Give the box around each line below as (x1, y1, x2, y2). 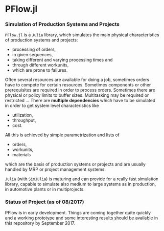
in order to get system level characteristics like (5, 103, 99, 108)
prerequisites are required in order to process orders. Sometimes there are (5, 87, 156, 93)
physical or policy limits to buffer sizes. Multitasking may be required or (5, 92, 149, 98)
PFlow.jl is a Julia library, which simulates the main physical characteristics (5, 32, 160, 38)
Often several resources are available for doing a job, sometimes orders (5, 77, 149, 83)
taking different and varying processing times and (12, 57, 113, 63)
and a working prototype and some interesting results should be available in (5, 215, 158, 221)
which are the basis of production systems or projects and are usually (5, 161, 146, 167)
